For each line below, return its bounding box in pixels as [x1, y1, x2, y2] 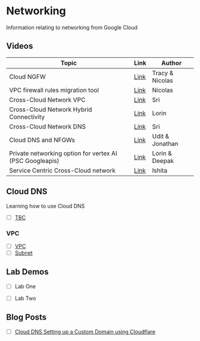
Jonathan [152, 139, 179, 148]
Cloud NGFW [9, 73, 46, 81]
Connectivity [9, 112, 45, 121]
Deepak [152, 157, 174, 165]
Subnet [14, 249, 33, 256]
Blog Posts [6, 312, 47, 323]
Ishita [152, 166, 168, 174]
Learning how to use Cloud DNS [6, 202, 85, 209]
